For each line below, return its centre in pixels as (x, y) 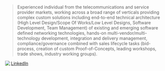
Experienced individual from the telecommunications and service (83, 7)
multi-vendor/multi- (127, 33)
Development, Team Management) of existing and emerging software (88, 28)
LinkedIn (20, 63)
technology (29, 38)
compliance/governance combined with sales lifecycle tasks (78, 43)
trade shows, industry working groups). (57, 54)
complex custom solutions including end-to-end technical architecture (88, 17)
